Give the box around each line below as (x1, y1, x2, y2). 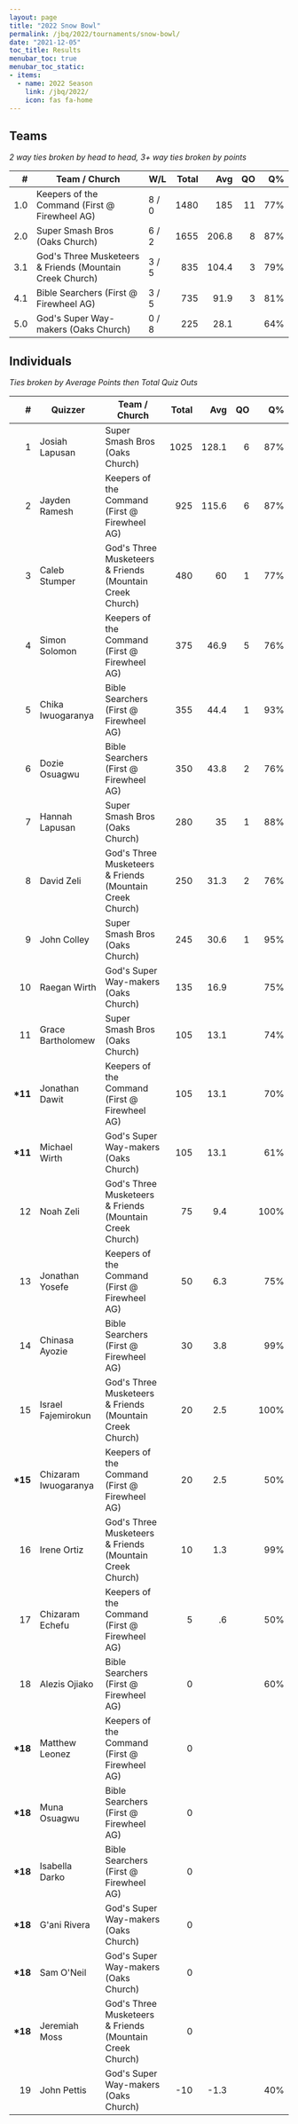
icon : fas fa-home (25, 95, 93, 105)
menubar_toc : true (9, 54, 77, 63)
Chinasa (39, 1334, 74, 1346)
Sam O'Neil (39, 1967, 87, 1978)
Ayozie (39, 1346, 68, 1357)
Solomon (39, 645, 77, 657)
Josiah (39, 436, 68, 447)
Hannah (39, 810, 73, 822)
